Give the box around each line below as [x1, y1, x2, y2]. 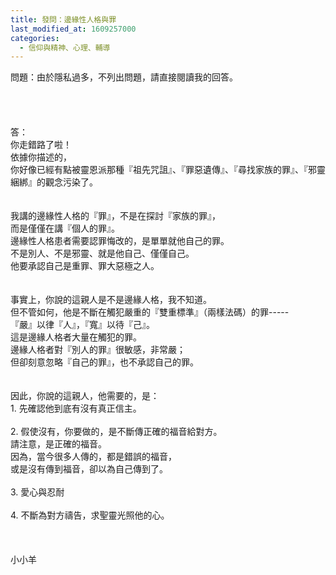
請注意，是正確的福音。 [10, 438, 107, 450]
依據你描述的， [10, 151, 72, 163]
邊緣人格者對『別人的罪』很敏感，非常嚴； [10, 344, 186, 356]
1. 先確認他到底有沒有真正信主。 [10, 402, 142, 415]
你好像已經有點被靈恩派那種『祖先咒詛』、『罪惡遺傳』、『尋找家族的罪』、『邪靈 [10, 164, 326, 176]
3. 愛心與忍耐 [10, 486, 65, 498]
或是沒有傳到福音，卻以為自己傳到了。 [10, 463, 168, 475]
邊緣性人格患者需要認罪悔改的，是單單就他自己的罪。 [10, 235, 230, 247]
